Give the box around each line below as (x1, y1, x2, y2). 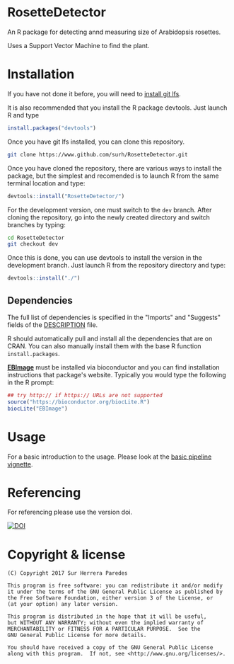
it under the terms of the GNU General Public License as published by (7, 588, 223, 595)
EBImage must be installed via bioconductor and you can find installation (7, 362, 221, 372)
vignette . (7, 459, 33, 468)
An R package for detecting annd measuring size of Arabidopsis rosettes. (7, 28, 221, 36)
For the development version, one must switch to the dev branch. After (7, 205, 212, 214)
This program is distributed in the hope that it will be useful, (7, 613, 207, 620)
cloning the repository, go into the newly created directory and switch (7, 213, 211, 222)
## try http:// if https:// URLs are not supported (7, 391, 163, 399)
